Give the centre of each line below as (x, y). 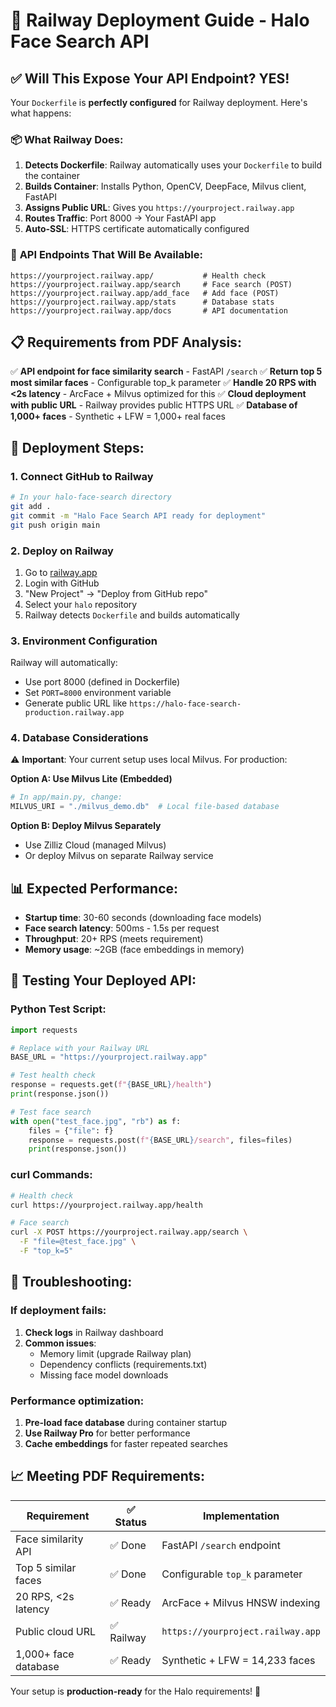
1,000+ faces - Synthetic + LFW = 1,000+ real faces (118, 416)
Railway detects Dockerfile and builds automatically (132, 615)
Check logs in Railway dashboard (94, 1332)
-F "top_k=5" (46, 1251)
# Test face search (51, 1112)
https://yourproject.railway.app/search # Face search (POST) (151, 284)
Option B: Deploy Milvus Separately (86, 826)
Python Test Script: (58, 1009)
